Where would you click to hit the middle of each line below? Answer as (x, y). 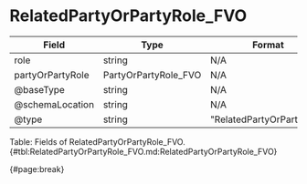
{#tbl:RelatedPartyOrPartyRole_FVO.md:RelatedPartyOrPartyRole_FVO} (143, 151)
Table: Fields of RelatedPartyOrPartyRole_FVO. (97, 141)
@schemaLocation (54, 104)
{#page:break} (37, 169)
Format (269, 45)
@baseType (40, 89)
